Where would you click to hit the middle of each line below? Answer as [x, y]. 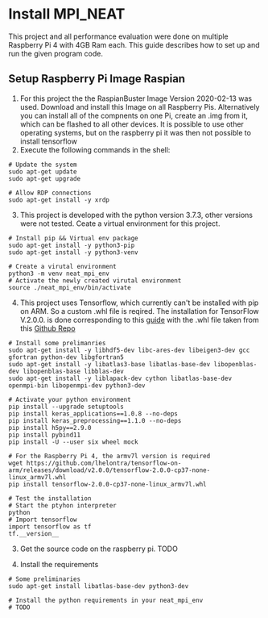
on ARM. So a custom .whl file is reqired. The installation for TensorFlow [139, 311]
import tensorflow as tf [50, 526]
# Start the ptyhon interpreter [62, 505]
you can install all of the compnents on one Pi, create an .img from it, [134, 115]
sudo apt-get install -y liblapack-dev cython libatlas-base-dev [120, 378]
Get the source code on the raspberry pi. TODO [99, 549]
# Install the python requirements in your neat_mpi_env [106, 600]
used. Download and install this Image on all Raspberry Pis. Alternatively [140, 106]
